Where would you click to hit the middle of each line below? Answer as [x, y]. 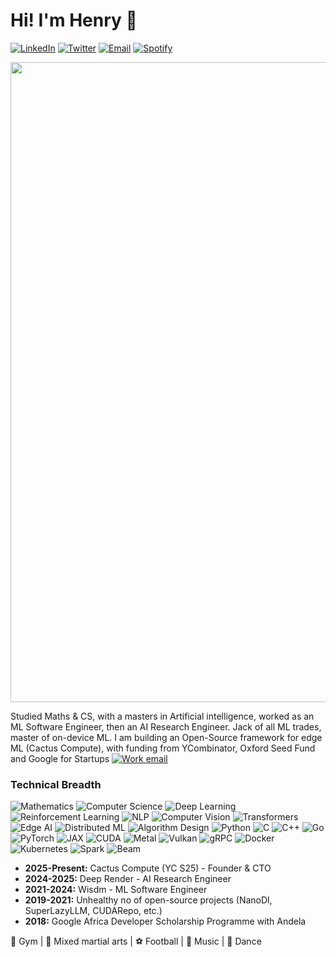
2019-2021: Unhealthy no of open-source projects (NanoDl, [148, 900]
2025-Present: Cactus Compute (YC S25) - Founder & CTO [148, 868]
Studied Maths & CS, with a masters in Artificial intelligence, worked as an [162, 716]
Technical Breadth [56, 784]
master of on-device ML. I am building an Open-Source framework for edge [166, 737]
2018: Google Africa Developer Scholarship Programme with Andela [165, 921]
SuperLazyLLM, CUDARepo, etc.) [93, 911]
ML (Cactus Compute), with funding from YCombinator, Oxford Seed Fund [163, 748]
